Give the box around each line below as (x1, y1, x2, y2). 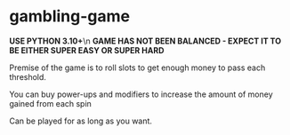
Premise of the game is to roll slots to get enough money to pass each (9, 62, 266, 73)
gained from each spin (9, 98, 92, 108)
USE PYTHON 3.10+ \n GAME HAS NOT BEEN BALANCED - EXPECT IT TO (9, 36, 282, 46)
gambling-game (9, 6, 131, 27)
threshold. (9, 71, 47, 82)
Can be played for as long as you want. (9, 115, 153, 126)
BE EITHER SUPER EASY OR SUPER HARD (9, 44, 165, 55)
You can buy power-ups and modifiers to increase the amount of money (9, 89, 273, 99)
